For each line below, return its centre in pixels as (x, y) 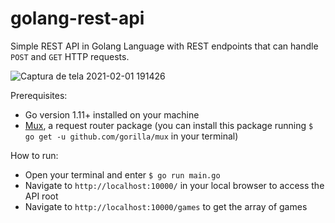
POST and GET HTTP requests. (70, 56)
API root (41, 196)
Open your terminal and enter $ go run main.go (122, 174)
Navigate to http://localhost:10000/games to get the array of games (166, 206)
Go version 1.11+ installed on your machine (112, 114)
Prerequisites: (39, 95)
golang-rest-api (77, 18)
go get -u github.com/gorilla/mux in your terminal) (131, 136)
